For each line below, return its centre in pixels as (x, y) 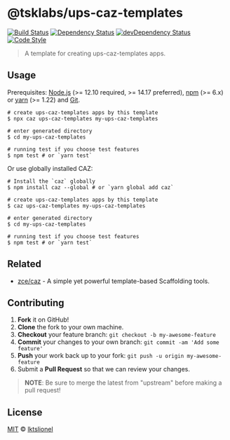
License (25, 412)
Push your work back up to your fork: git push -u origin (101, 356)
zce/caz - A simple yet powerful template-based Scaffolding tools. (114, 281)
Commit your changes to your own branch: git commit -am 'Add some (118, 342)
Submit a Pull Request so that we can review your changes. (104, 369)
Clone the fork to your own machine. (70, 327)
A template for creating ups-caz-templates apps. (95, 53)
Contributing (36, 303)
